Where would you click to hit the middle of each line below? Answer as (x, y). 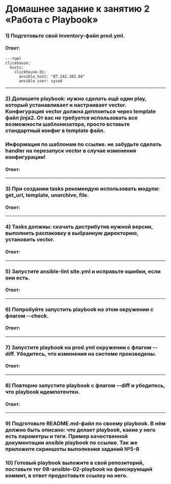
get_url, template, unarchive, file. (47, 195)
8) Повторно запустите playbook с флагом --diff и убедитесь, (85, 385)
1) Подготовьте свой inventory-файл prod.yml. (65, 36)
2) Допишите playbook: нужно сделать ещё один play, (76, 99)
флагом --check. (27, 316)
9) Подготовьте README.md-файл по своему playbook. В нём (85, 424)
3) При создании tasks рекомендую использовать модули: (83, 189)
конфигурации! (25, 157)
